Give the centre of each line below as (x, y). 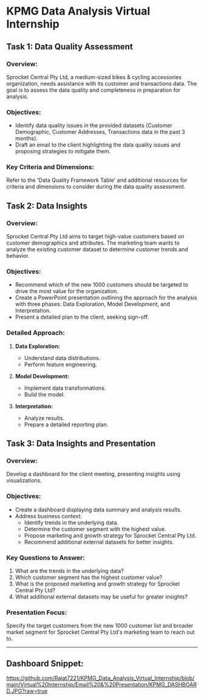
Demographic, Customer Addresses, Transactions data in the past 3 (100, 132)
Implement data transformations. (65, 388)
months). (26, 139)
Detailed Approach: (36, 333)
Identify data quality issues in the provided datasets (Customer (94, 125)
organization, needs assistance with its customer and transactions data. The (102, 83)
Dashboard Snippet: (45, 663)
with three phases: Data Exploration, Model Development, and (92, 304)
